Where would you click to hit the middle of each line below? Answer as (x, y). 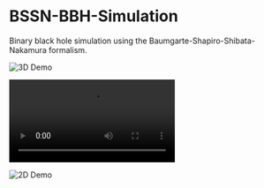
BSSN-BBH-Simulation (94, 16)
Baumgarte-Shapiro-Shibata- (202, 41)
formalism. (68, 49)
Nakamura (28, 49)
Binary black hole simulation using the (78, 41)
